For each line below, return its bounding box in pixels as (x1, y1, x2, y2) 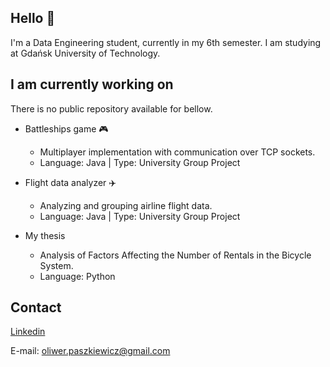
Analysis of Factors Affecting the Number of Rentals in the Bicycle (39, 249, 312, 261)
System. (39, 259, 74, 271)
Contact (10, 299, 62, 316)
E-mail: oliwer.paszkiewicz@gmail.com (10, 345, 171, 357)
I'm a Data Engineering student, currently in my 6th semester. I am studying (10, 36, 322, 48)
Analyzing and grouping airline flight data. (39, 199, 213, 211)
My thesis (24, 229, 66, 241)
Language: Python (39, 270, 116, 282)
